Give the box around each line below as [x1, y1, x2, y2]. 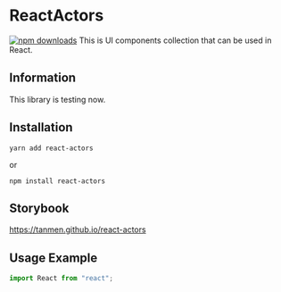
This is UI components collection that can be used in [79, 35, 272, 46]
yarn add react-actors [9, 144, 94, 153]
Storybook [9, 200, 70, 215]
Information [9, 71, 77, 86]
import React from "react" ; [9, 274, 114, 283]
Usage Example [9, 250, 98, 265]
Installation [9, 120, 73, 135]
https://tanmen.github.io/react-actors [9, 224, 146, 235]
